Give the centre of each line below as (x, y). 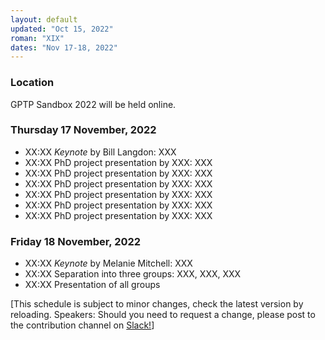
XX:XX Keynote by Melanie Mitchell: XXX (108, 263)
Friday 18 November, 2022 (76, 241)
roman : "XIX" (37, 38)
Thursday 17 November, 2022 (83, 130)
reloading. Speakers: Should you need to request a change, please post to (163, 315)
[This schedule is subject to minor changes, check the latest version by (157, 304)
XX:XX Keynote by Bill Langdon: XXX (100, 152)
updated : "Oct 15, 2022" (62, 29)
